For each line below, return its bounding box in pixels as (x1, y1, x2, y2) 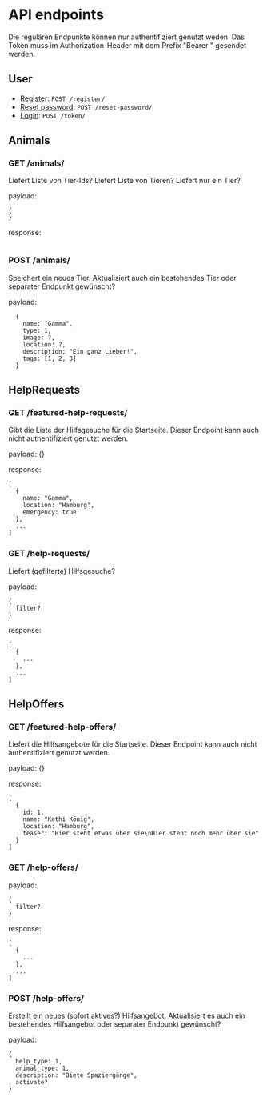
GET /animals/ (8, 158, 65, 169)
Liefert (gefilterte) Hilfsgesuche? (8, 566, 116, 575)
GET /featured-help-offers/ (8, 722, 117, 733)
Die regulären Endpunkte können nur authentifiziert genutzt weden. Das (8, 32, 245, 42)
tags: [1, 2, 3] (22, 354, 78, 362)
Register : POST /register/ (19, 94, 106, 103)
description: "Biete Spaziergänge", (15, 1071, 137, 1079)
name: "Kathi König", (22, 815, 94, 823)
